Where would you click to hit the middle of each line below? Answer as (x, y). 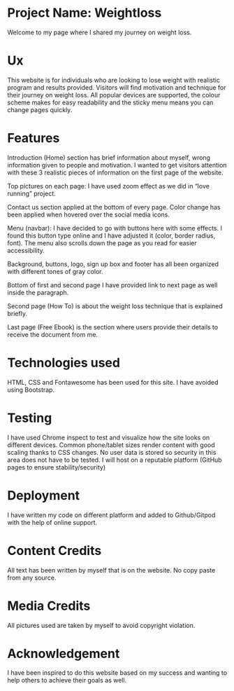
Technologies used (64, 363)
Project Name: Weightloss (85, 13)
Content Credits (54, 550)
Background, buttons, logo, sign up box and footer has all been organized (113, 264)
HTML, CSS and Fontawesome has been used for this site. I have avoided (113, 382)
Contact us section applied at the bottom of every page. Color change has (114, 207)
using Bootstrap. (31, 390)
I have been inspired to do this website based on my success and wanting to (117, 673)
